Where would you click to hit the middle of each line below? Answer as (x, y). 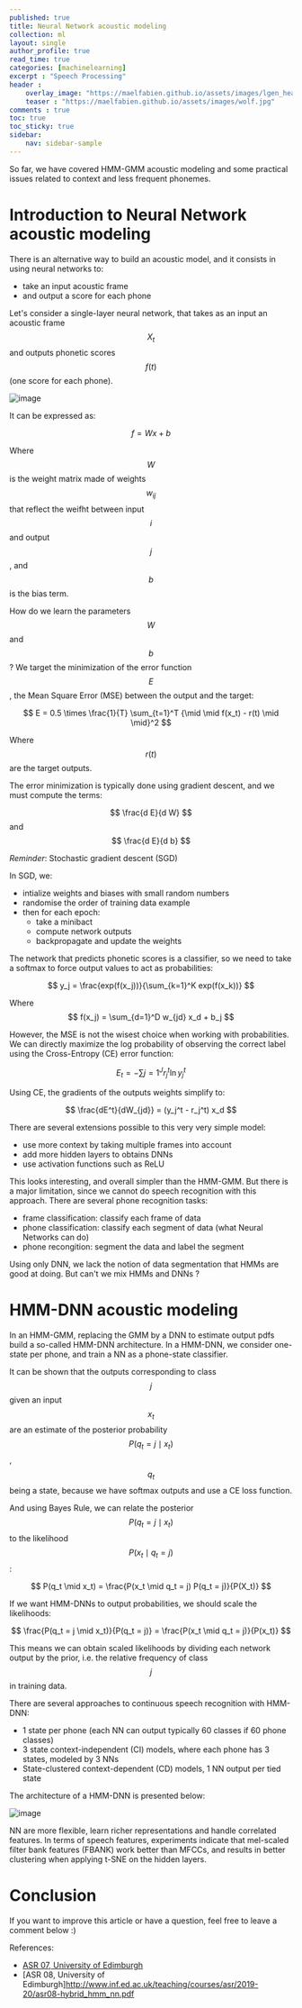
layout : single (38, 43)
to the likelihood (39, 1538)
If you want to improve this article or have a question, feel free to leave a (143, 1921)
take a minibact (64, 922)
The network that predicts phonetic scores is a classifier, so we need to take (151, 959)
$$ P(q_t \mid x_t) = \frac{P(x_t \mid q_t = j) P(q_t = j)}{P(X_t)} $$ (151, 1586)
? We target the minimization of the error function (101, 668)
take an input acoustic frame (75, 286)
